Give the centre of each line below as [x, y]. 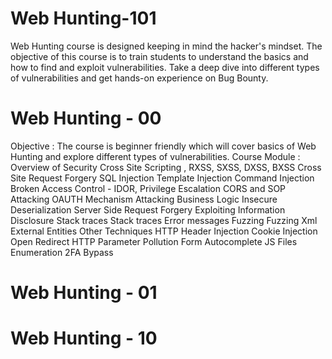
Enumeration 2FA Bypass [62, 252]
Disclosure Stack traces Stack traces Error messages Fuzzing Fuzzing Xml [164, 220]
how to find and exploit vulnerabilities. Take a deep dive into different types [165, 67]
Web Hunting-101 [83, 18]
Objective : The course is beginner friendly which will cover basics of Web [163, 146]
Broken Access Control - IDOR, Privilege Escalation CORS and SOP [148, 188]
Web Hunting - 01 [84, 293]
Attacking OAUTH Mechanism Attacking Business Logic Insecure [144, 199]
